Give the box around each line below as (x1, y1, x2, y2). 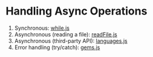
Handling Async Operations (5, 4, 148, 18)
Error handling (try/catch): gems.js (14, 44, 100, 51)
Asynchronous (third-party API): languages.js (14, 37, 128, 44)
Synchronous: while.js (14, 24, 70, 32)
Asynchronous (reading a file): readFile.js (14, 30, 117, 38)
